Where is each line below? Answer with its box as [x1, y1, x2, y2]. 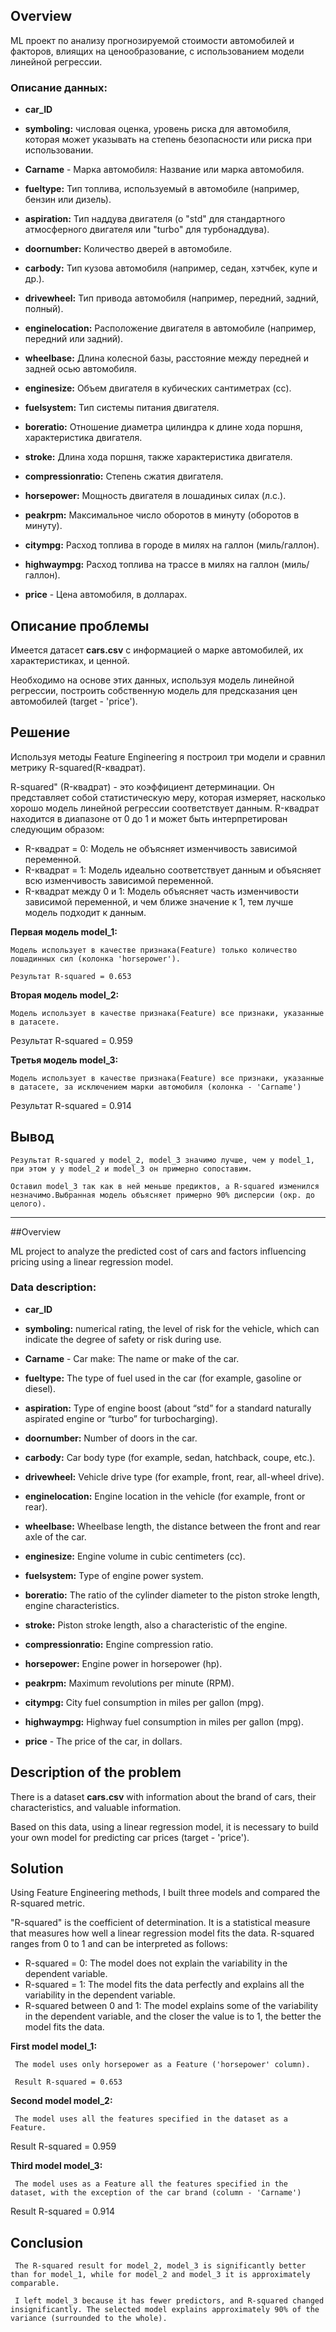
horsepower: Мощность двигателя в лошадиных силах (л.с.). [24, 490, 287, 502]
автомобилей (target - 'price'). [10, 695, 138, 707]
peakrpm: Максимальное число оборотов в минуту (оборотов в [24, 509, 300, 521]
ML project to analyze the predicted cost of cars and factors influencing [10, 1245, 307, 1257]
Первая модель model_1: [10, 925, 118, 938]
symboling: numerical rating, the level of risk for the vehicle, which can [24, 1322, 320, 1334]
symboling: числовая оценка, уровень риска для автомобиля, [24, 123, 292, 135]
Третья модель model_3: [10, 1054, 119, 1066]
